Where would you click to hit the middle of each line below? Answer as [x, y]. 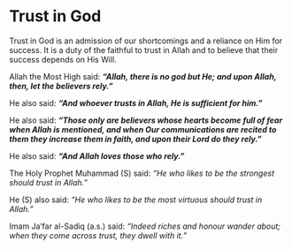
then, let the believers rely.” [61, 86]
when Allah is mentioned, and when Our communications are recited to [143, 129]
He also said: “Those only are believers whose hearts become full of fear [146, 120]
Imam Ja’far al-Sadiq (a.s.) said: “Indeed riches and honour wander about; [145, 226]
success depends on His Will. [63, 59]
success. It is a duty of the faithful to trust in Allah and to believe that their [144, 49]
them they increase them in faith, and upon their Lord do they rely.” [136, 139]
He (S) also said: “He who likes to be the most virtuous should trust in [136, 200]
